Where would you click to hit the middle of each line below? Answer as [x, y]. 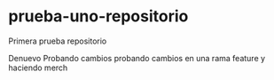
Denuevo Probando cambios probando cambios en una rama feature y [137, 58]
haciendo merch [38, 68]
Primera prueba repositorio [58, 41]
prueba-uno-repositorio [98, 16]
